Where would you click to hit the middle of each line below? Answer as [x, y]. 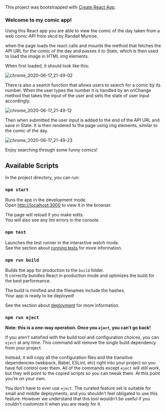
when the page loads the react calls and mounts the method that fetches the [83, 46]
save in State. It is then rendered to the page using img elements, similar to [81, 126]
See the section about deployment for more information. [62, 305]
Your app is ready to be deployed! [40, 296]
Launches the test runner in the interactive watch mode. [62, 242]
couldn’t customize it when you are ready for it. [53, 404]
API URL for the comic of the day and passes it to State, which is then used [82, 51]
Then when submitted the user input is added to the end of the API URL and [83, 120]
